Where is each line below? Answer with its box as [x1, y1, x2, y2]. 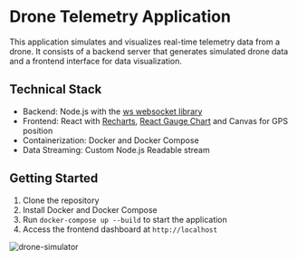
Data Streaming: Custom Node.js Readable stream [22, 144, 210, 155]
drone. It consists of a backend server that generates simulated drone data [9, 45, 289, 56]
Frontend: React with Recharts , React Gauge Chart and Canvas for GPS [22, 115, 288, 126]
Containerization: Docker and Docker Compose [22, 134, 199, 146]
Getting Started [9, 170, 99, 187]
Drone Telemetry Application [9, 6, 231, 27]
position [22, 125, 53, 136]
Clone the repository [22, 195, 100, 206]
